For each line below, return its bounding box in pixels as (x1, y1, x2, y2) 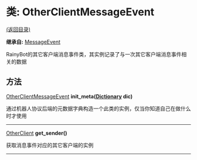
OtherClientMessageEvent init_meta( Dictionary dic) (6, 93, 133, 100)
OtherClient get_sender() (6, 130, 67, 137)
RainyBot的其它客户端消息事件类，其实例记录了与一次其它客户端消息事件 (6, 50, 182, 57)
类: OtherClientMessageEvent (6, 5, 155, 19)
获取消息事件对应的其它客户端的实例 (6, 141, 94, 148)
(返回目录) (6, 26, 31, 33)
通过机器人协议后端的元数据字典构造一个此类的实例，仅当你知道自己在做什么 (6, 105, 191, 112)
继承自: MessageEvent (6, 38, 60, 45)
